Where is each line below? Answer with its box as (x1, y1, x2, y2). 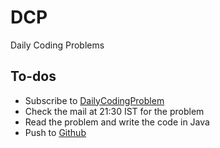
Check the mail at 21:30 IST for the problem (24, 105, 205, 117)
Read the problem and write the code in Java (24, 116, 210, 128)
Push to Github (24, 126, 87, 138)
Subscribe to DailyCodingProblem (24, 94, 165, 106)
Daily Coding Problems (10, 39, 105, 51)
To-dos (10, 68, 57, 85)
